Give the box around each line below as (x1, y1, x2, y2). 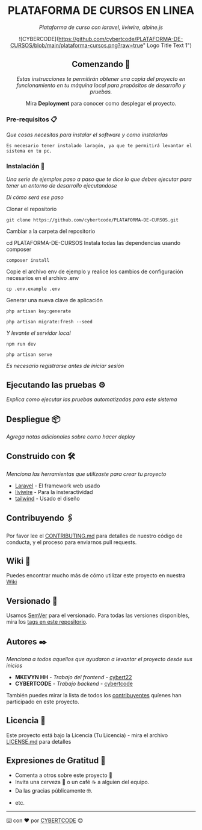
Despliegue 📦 (6, 414, 61, 424)
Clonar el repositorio (6, 206, 57, 213)
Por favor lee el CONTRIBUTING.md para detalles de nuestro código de (6, 532, 183, 539)
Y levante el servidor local (6, 329, 71, 337)
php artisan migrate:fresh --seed (6, 319, 93, 325)
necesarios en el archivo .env (6, 274, 79, 282)
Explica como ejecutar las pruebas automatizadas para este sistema (6, 396, 177, 403)
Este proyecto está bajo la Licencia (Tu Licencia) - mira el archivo (6, 731, 168, 739)
